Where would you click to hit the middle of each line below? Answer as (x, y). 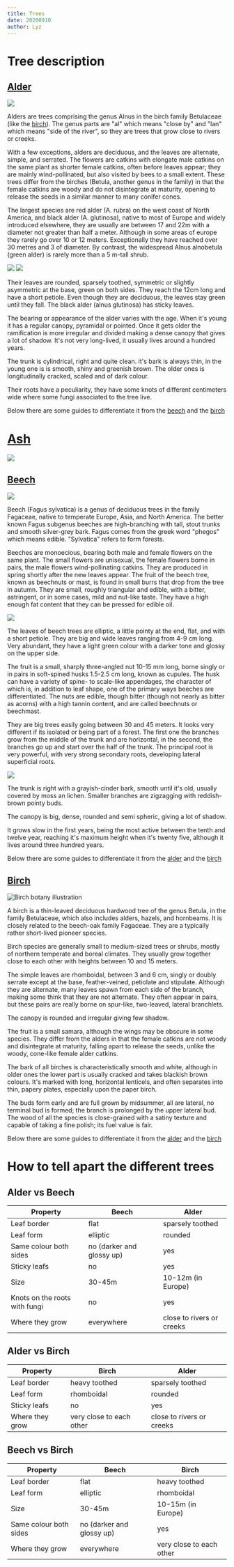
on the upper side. (33, 653)
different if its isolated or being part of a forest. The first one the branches (113, 732)
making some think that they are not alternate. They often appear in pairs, (113, 997)
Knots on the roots (41, 1297)
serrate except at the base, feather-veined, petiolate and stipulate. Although (116, 982)
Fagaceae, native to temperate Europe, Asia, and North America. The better (116, 517)
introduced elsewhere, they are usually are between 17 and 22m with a (109, 225)
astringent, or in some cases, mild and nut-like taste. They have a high (108, 597)
